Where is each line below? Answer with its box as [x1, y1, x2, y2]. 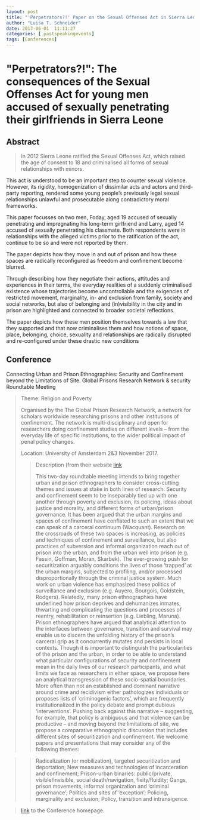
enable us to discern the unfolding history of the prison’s [35, 631, 174, 638]
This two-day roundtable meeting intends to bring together [35, 472, 180, 480]
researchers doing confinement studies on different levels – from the [20, 425, 189, 432]
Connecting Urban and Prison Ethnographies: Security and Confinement [6, 370, 183, 377]
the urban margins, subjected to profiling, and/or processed [35, 568, 183, 575]
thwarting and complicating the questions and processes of [35, 606, 182, 613]
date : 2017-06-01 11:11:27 [6, 25, 76, 32]
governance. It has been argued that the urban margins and [35, 511, 182, 518]
